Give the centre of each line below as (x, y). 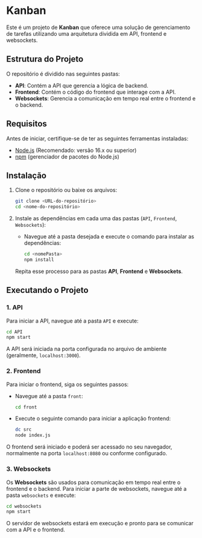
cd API (14, 332)
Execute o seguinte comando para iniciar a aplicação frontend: (93, 419)
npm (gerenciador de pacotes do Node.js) (67, 156)
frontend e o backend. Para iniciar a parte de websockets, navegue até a (96, 488)
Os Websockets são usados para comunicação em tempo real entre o (93, 482)
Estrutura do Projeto (45, 59)
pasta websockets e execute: (41, 495)
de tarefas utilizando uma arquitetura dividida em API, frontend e (87, 33)
